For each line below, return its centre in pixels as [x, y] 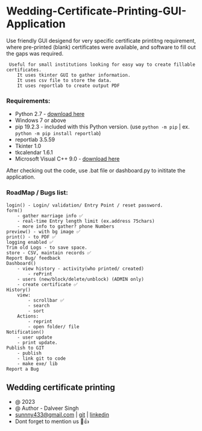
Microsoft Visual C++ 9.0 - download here [67, 159]
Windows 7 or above [40, 120]
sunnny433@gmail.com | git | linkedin [62, 415]
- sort [36, 311]
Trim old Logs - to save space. [47, 247]
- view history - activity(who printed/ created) [81, 269]
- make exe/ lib [38, 363]
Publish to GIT [25, 348]
